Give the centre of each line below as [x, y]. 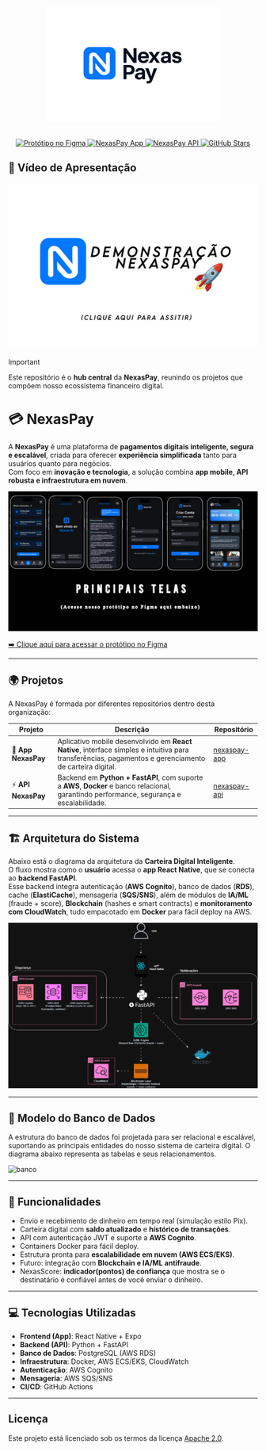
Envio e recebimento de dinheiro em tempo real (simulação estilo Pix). [133, 1220]
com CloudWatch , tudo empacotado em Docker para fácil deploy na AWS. [130, 912]
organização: [30, 712]
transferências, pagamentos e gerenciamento [131, 758]
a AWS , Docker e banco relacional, [114, 785]
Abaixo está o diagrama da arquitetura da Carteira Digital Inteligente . [122, 861]
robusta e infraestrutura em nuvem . [68, 480]
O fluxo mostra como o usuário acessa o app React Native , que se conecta [131, 870]
